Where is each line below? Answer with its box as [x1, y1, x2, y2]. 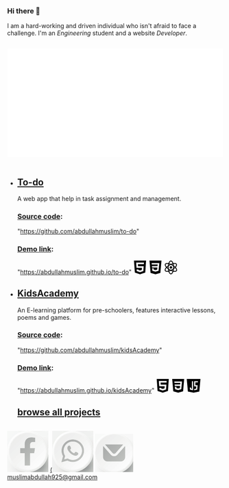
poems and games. [16, 313, 72, 321]
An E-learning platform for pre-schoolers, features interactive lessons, [16, 305, 216, 314]
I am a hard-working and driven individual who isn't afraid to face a [7, 22, 197, 30]
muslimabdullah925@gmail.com [7, 473, 98, 481]
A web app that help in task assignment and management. [16, 195, 182, 203]
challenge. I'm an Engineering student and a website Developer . [7, 29, 187, 37]
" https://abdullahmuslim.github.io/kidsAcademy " [16, 386, 155, 395]
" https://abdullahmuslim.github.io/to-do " [16, 268, 132, 276]
